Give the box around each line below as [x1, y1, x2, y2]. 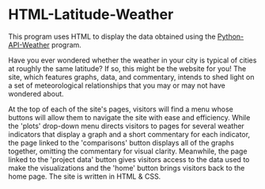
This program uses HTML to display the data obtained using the [8, 32, 216, 41]
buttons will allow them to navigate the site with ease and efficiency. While [8, 112, 251, 122]
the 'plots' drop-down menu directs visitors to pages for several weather [8, 121, 245, 130]
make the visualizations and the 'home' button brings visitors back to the [8, 163, 245, 172]
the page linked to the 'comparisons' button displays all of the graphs [8, 138, 235, 147]
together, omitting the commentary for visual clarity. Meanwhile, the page [8, 146, 248, 156]
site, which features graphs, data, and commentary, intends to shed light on [8, 72, 255, 81]
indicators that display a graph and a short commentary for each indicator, [8, 129, 251, 139]
